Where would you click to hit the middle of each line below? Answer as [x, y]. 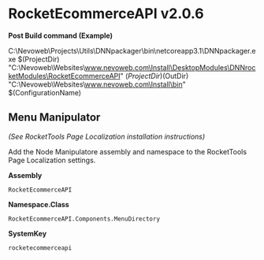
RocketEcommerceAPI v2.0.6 [106, 14]
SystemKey [28, 233]
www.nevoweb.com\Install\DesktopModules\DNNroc [170, 67]
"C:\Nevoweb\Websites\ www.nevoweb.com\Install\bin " [97, 84]
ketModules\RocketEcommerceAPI [64, 76]
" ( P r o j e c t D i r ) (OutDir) [154, 76]
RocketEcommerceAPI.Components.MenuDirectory [84, 219]
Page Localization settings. [52, 160]
